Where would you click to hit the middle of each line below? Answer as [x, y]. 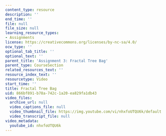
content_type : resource [30, 10]
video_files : [19, 98]
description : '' [22, 14]
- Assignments [20, 38]
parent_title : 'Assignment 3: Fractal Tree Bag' [57, 61]
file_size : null [22, 28]
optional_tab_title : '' [30, 51]
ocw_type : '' [19, 47]
